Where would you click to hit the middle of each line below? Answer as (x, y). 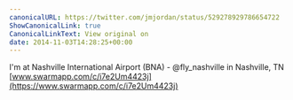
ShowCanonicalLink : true (55, 26)
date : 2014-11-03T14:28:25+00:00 (71, 42)
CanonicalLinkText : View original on (79, 34)
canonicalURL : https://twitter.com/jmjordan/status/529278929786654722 (144, 17)
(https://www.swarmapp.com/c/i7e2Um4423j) (94, 86)
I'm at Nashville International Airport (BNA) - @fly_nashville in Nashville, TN (146, 67)
